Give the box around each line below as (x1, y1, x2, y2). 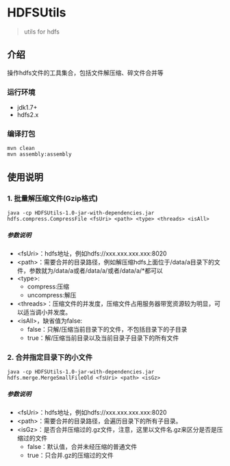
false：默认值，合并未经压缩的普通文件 (27, 443, 138, 451)
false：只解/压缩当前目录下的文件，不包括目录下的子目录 (27, 326, 188, 333)
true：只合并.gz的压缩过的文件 (27, 451, 114, 460)
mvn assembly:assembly (7, 151, 72, 158)
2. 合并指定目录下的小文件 (7, 352, 93, 362)
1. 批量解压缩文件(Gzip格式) (7, 193, 98, 203)
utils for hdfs (23, 27, 60, 36)
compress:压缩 (27, 282, 70, 291)
